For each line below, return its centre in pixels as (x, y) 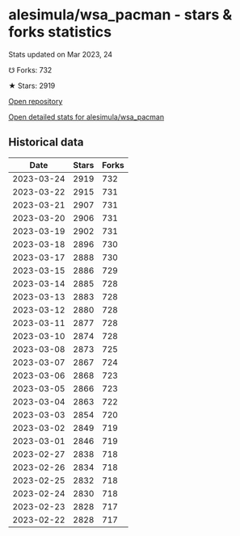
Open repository (36, 101)
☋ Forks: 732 (30, 69)
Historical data (46, 142)
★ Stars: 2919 (32, 86)
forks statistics (60, 32)
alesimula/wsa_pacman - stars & (120, 15)
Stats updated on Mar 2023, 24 (61, 54)
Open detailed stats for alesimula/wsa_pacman (86, 117)
